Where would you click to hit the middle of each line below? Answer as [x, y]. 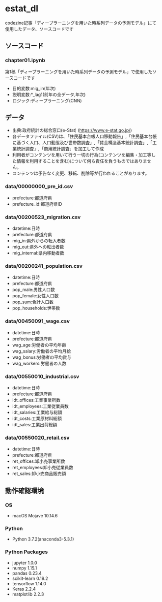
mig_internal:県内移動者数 [38, 253]
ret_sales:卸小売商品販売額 [39, 474]
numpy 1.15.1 [25, 568]
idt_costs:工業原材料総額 [37, 418]
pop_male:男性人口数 [33, 290]
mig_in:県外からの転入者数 [39, 241]
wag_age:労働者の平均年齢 [39, 345]
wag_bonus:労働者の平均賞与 [42, 357]
